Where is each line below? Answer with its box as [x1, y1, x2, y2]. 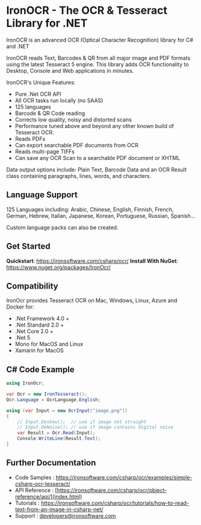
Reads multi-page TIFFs [14, 148, 75, 155]
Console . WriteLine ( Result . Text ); [17, 435, 101, 442]
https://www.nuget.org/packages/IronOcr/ [6, 263, 111, 271]
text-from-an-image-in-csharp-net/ [14, 506, 104, 513]
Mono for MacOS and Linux [14, 340, 84, 348]
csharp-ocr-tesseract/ [14, 480, 70, 487]
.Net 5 [14, 334, 31, 342]
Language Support [6, 190, 78, 200]
